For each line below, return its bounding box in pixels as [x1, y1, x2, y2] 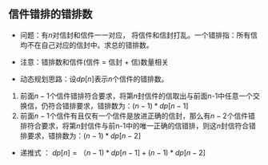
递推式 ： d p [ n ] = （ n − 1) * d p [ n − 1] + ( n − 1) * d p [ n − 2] [19, 147, 206, 157]
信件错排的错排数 [8, 7, 93, 22]
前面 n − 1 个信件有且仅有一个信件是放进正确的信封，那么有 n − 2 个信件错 [19, 111, 256, 120]
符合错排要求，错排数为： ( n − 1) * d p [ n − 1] [47, 100, 189, 110]
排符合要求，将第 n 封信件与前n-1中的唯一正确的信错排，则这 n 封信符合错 [19, 120, 256, 130]
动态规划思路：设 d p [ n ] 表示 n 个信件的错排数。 [19, 74, 169, 84]
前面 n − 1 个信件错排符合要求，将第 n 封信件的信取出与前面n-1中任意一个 [19, 91, 254, 100]
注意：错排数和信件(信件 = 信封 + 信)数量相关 [19, 57, 170, 66]
